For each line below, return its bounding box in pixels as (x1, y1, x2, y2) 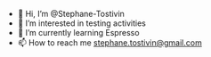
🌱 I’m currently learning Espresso (17, 28, 140, 37)
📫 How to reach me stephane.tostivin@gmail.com (17, 37, 202, 48)
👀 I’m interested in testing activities (17, 18, 147, 28)
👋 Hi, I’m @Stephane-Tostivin (17, 9, 125, 19)
